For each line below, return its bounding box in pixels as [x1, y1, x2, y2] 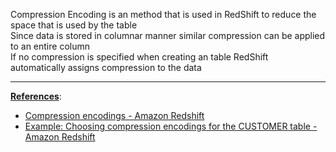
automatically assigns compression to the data [10, 62, 202, 73]
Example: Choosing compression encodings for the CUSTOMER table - [24, 120, 318, 132]
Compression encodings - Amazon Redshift [24, 110, 205, 121]
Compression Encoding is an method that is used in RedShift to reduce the [10, 9, 317, 20]
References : [10, 90, 62, 102]
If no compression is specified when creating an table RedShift [10, 51, 269, 63]
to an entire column [10, 40, 90, 52]
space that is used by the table [10, 19, 138, 31]
